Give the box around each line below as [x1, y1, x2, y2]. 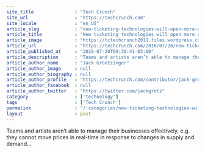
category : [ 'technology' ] [6, 94, 119, 100]
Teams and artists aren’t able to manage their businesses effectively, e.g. [6, 127, 190, 134]
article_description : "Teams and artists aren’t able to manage [6, 54, 190, 60]
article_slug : [6, 26, 78, 32]
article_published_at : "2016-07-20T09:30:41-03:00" [6, 49, 154, 55]
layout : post [6, 111, 92, 117]
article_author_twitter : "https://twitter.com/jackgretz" [6, 88, 165, 94]
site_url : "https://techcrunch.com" [6, 15, 146, 21]
